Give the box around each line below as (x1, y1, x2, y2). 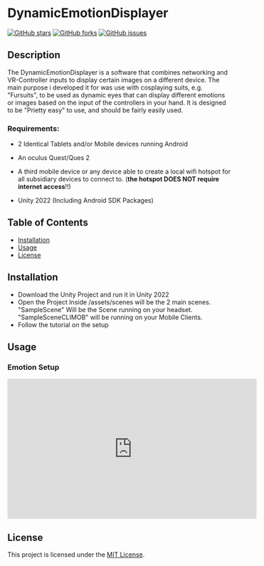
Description (7, 49, 60, 61)
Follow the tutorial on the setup (17, 320, 109, 329)
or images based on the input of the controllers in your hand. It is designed (7, 98, 226, 107)
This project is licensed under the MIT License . (7, 550, 145, 559)
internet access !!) (17, 183, 71, 191)
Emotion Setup (7, 362, 60, 372)
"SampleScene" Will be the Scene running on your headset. (17, 305, 193, 314)
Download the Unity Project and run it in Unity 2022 (17, 290, 169, 299)
